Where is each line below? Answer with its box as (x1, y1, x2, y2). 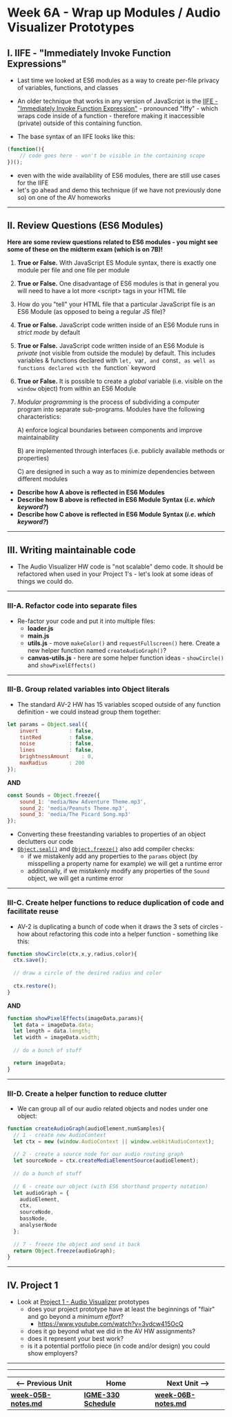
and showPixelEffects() (27, 660, 97, 669)
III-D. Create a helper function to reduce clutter (7, 1089, 167, 1098)
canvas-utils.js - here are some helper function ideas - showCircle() (27, 654, 224, 662)
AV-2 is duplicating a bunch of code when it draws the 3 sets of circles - (17, 922, 223, 931)
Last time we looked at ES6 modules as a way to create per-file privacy (17, 76, 220, 84)
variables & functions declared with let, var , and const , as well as (17, 356, 215, 364)
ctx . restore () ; (13, 982, 57, 990)
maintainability (17, 434, 59, 442)
